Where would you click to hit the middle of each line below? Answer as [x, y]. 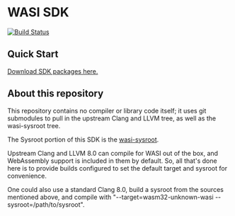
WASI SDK [38, 12]
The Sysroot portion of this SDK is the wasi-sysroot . [83, 140]
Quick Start [33, 54]
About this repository [56, 94]
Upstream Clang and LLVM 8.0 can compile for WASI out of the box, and [113, 153]
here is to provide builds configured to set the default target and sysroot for [117, 168]
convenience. [27, 176]
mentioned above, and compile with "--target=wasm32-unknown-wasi [110, 197]
